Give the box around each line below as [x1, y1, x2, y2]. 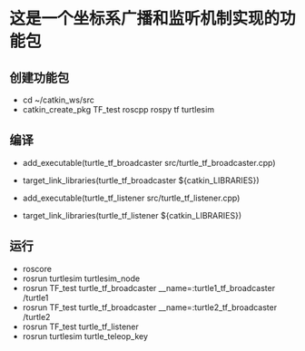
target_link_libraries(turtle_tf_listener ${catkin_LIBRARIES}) [22, 210, 242, 220]
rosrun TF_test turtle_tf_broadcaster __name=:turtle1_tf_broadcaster [22, 282, 275, 293]
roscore [22, 263, 53, 274]
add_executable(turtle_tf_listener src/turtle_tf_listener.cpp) [22, 192, 241, 203]
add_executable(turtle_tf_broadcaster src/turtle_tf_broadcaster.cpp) [22, 157, 276, 168]
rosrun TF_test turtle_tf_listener [22, 321, 139, 332]
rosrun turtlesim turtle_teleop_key [22, 330, 148, 341]
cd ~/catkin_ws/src [22, 94, 95, 105]
